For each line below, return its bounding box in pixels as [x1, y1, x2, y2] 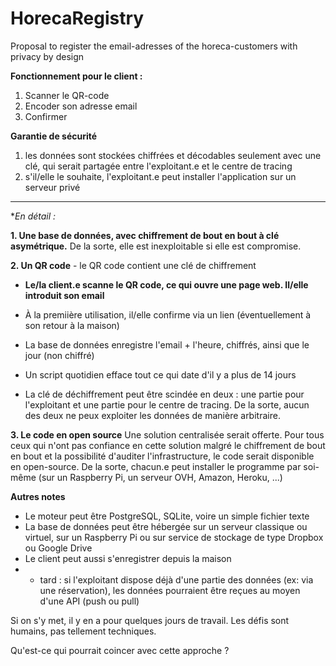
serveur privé [24, 181, 81, 193]
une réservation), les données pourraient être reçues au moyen [39, 584, 301, 596]
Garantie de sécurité [10, 130, 98, 142]
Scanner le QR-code [24, 89, 110, 101]
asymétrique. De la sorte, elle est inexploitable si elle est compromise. [10, 240, 302, 252]
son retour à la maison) [24, 319, 120, 331]
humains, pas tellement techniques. [10, 625, 157, 637]
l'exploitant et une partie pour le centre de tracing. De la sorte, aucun [24, 398, 310, 411]
